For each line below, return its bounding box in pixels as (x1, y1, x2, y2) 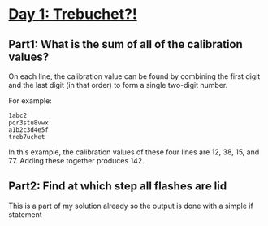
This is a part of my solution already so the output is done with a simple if (8, 201, 253, 211)
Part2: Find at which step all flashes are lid (8, 180, 227, 193)
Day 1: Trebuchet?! (8, 5, 138, 24)
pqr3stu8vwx (8, 119, 49, 127)
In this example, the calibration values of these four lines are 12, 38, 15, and (8, 147, 260, 157)
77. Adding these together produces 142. (8, 156, 145, 165)
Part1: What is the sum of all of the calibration (8, 37, 244, 51)
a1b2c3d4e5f (8, 126, 49, 134)
